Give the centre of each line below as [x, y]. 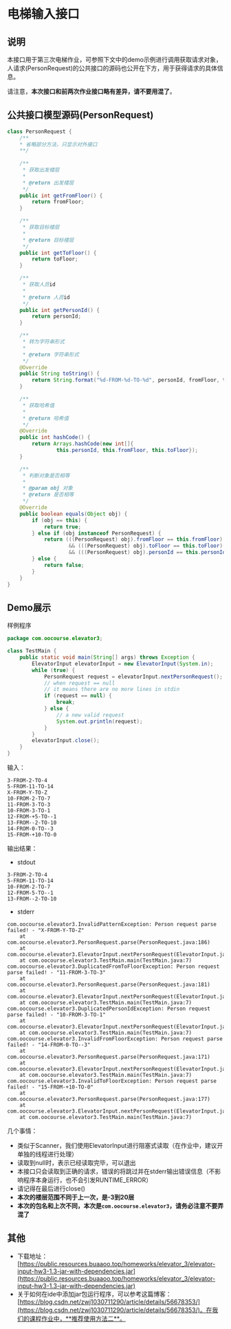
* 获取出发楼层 [41, 170]
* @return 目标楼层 [48, 240]
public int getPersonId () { [59, 310]
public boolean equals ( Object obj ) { [74, 514]
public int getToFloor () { [58, 253]
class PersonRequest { [40, 132]
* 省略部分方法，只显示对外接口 [58, 144]
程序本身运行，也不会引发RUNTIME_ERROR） [88, 1180]
